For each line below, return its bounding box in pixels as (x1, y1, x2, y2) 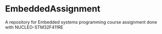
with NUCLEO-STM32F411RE (5, 24, 64, 30)
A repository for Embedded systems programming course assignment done (5, 19, 158, 25)
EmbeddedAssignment (5, 3, 101, 14)
